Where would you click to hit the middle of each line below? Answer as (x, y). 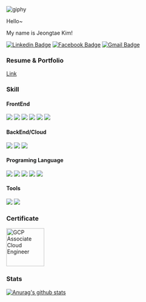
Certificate (23, 218)
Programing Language (35, 160)
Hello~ (15, 21)
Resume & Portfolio (35, 60)
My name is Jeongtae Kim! (40, 33)
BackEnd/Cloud (26, 132)
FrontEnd (18, 104)
